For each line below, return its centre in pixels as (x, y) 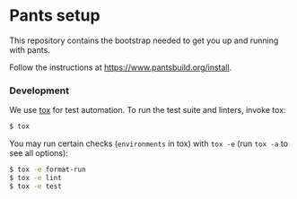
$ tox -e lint (36, 177)
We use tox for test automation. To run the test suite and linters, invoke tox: (148, 110)
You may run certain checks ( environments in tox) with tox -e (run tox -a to (149, 143)
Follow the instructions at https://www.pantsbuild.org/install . (121, 67)
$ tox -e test (36, 186)
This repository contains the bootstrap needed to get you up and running (144, 40)
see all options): (39, 153)
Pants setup (55, 16)
